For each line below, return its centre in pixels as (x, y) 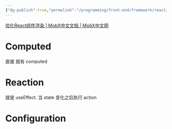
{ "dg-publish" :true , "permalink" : (41, 10)
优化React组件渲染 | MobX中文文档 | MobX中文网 (57, 25)
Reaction (25, 82)
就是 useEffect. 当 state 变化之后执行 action (51, 97)
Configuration (36, 118)
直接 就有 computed (26, 61)
